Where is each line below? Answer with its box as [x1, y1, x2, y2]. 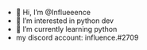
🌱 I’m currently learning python [15, 25, 118, 33]
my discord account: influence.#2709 [15, 33, 139, 42]
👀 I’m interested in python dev [15, 16, 114, 25]
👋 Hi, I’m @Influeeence [15, 8, 91, 17]
